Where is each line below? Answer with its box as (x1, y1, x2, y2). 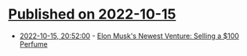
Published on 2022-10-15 (8, 5, 176, 23)
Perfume (19, 39, 49, 48)
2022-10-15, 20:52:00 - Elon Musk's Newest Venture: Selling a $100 (19, 31, 239, 40)
